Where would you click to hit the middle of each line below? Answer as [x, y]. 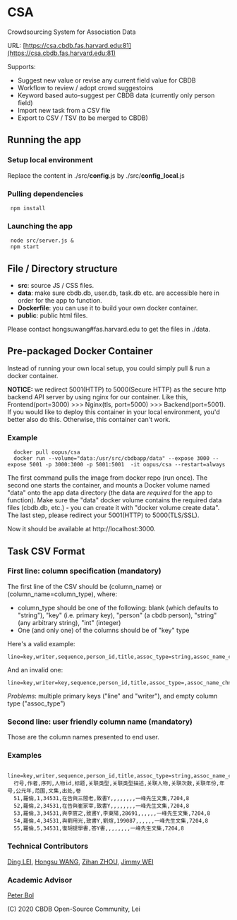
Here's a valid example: [41, 643]
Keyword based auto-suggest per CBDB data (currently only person [116, 95]
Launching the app [40, 226]
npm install [28, 208]
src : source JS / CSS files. [55, 286]
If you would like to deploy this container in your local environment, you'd [114, 412]
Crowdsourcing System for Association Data [72, 32]
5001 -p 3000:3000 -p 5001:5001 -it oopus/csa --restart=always [127, 465]
